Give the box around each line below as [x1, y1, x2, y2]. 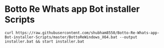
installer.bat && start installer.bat [4, 39, 84, 44]
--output [120, 35, 138, 40]
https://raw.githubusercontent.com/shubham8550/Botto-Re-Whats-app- [15, 30, 160, 35]
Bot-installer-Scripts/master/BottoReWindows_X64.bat [4, 35, 118, 40]
